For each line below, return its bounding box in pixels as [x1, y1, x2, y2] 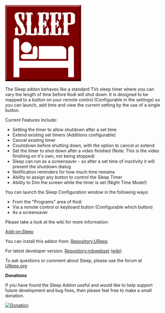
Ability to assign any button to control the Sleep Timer [12, 174, 122, 180]
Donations [5, 273, 27, 278]
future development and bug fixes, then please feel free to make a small [5, 288, 152, 293]
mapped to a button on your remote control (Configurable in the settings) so [5, 97, 160, 103]
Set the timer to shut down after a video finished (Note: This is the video [12, 148, 160, 154]
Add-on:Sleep [5, 229, 34, 234]
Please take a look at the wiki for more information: [5, 219, 109, 225]
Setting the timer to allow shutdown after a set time [12, 127, 117, 132]
